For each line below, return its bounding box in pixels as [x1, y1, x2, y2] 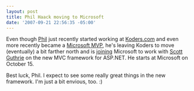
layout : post [6, 8, 38, 15]
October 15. [6, 60, 34, 68]
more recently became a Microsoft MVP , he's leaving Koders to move [6, 42, 175, 49]
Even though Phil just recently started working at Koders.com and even [6, 36, 179, 43]
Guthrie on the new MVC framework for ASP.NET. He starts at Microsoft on [6, 54, 189, 62]
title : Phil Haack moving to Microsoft [6, 14, 104, 20]
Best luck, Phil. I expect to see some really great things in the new [6, 72, 166, 79]
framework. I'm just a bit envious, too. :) [6, 78, 103, 85]
